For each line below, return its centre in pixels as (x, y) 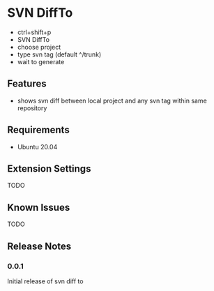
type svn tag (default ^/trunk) (59, 54)
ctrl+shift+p (34, 32)
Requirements (38, 130)
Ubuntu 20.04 (37, 147)
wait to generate (41, 61)
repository (32, 108)
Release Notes (39, 246)
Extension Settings (49, 169)
